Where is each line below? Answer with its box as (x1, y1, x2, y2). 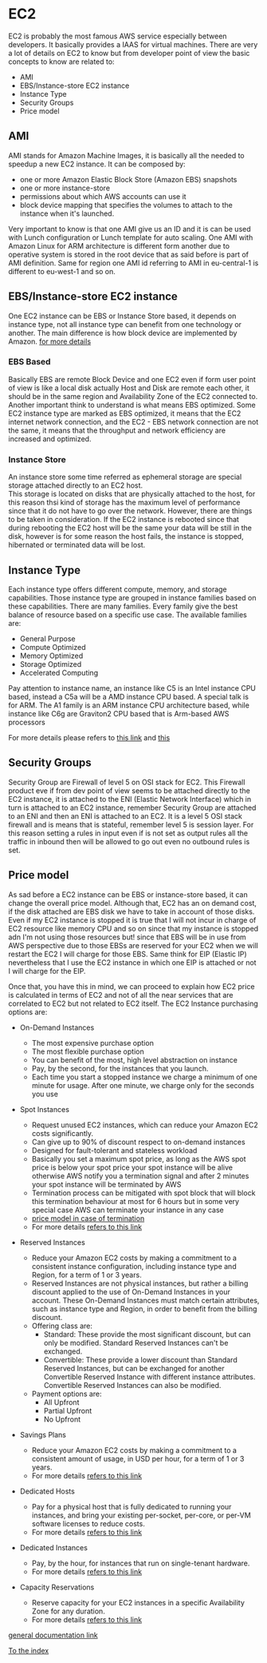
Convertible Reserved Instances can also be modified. (43, 1380, 222, 1390)
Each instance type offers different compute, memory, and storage (8, 584, 227, 594)
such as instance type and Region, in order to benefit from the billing (31, 1304, 257, 1314)
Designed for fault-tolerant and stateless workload (31, 1145, 198, 1155)
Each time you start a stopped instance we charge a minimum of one (31, 1072, 257, 1082)
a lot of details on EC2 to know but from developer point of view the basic (8, 48, 250, 58)
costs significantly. (31, 1128, 94, 1138)
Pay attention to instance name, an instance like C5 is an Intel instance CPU (8, 683, 257, 692)
